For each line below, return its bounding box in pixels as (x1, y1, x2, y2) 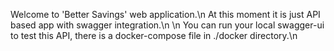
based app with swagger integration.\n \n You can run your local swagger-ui (10, 19, 325, 31)
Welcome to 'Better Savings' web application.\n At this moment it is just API (10, 9, 321, 20)
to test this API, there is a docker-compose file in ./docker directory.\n (10, 30, 298, 41)
